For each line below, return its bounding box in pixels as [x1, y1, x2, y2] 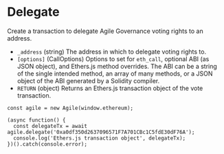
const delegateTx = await [13, 122, 88, 129]
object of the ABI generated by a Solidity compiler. [16, 76, 160, 85]
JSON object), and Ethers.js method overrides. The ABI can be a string [16, 62, 218, 70]
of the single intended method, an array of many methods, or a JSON [16, 69, 213, 78]
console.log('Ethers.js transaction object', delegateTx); [13, 135, 186, 142]
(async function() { [7, 116, 67, 124]
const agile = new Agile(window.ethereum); [7, 104, 134, 111]
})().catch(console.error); [7, 140, 88, 148]
